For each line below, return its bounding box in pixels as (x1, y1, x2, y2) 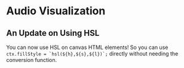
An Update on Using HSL (6, 28, 100, 38)
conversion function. (6, 57, 57, 63)
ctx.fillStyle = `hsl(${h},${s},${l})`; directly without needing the (6, 50, 179, 57)
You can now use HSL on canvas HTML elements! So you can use (6, 44, 168, 51)
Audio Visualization (6, 4, 106, 18)
